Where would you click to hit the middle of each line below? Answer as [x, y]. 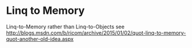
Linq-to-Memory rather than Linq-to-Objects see [65, 27]
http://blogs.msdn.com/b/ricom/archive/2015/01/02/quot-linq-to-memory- [96, 32]
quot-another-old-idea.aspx [40, 39]
